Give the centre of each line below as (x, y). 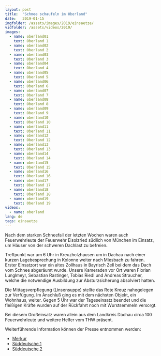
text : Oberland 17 (32, 185)
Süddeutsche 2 (27, 349)
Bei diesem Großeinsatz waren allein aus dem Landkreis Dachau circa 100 (79, 314)
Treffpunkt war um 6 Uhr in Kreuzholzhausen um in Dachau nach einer (75, 254)
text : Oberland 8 (31, 104)
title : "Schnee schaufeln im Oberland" (46, 14)
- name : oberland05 (29, 73)
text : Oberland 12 (32, 140)
